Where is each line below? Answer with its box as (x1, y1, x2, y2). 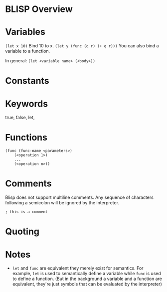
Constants (5, 75, 49, 87)
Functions (5, 132, 47, 143)
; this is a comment (5, 209, 48, 215)
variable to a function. (5, 48, 50, 54)
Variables (5, 26, 46, 38)
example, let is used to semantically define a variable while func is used (12, 271, 161, 277)
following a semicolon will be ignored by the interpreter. (5, 200, 120, 206)
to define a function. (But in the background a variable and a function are (12, 276, 163, 282)
